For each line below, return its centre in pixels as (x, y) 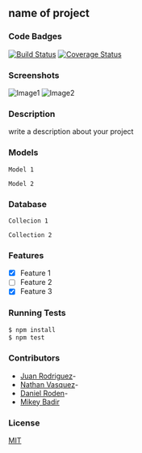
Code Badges (35, 37)
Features (26, 255)
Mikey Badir (40, 402)
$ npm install (32, 330)
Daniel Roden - (44, 393)
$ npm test (27, 337)
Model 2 (21, 183)
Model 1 (21, 170)
